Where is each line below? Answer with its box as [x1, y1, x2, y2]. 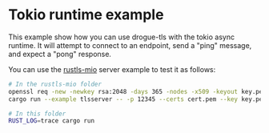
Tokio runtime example [8, 6, 164, 24]
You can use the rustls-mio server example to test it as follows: [8, 64, 216, 74]
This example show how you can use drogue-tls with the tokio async [8, 32, 235, 42]
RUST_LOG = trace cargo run [8, 117, 94, 125]
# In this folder [8, 110, 66, 118]
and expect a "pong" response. [8, 49, 112, 58]
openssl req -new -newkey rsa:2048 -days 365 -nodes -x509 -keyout [8, 87, 239, 95]
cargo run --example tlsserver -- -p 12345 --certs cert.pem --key [8, 95, 239, 103]
